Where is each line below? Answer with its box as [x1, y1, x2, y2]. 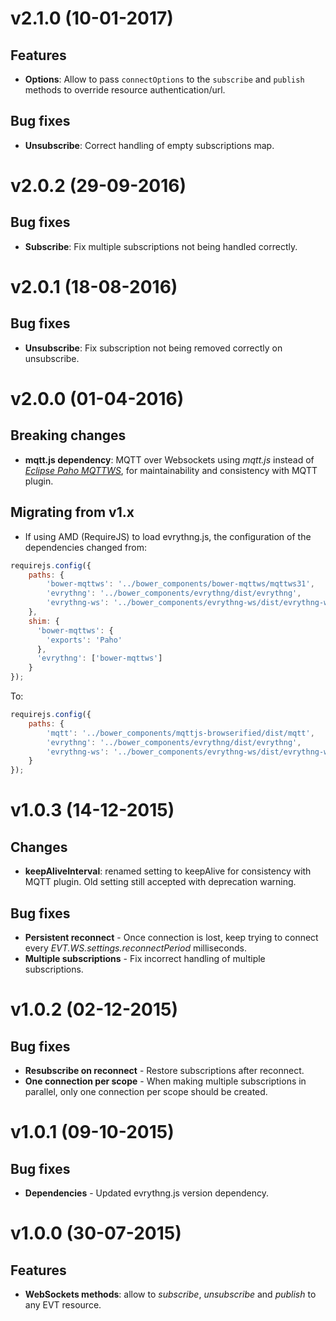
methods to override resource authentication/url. [24, 84, 226, 96]
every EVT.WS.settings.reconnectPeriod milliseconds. [24, 942, 247, 954]
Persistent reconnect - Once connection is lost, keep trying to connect [24, 931, 319, 943]
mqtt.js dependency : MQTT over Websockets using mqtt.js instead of [24, 453, 315, 466]
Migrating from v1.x [10, 504, 135, 521]
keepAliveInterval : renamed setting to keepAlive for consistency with [24, 865, 312, 877]
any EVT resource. [24, 1298, 102, 1311]
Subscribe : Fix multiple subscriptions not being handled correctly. [24, 240, 298, 252]
